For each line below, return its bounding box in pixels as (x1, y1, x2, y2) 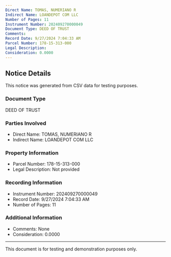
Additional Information (5, 214, 63, 221)
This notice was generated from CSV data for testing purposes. (5, 83, 138, 89)
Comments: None (12, 225, 50, 232)
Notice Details (5, 69, 51, 78)
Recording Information (5, 179, 63, 186)
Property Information (5, 149, 59, 156)
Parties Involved (5, 119, 47, 126)
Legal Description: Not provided (12, 166, 80, 172)
